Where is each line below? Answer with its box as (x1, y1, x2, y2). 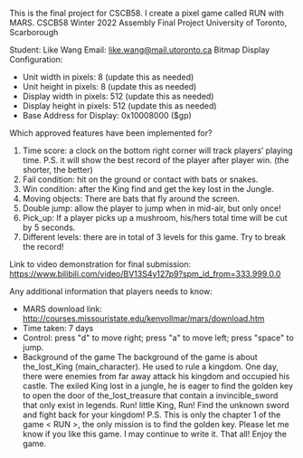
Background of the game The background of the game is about (22, 352, 258, 362)
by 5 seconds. (22, 222, 76, 233)
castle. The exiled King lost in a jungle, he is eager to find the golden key (22, 380, 294, 391)
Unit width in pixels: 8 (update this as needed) (22, 72, 194, 82)
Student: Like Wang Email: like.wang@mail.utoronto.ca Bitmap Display (9, 44, 270, 55)
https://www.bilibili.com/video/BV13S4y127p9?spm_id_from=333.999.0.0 (9, 269, 281, 279)
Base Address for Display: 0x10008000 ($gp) (22, 110, 192, 120)
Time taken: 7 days (22, 323, 94, 333)
